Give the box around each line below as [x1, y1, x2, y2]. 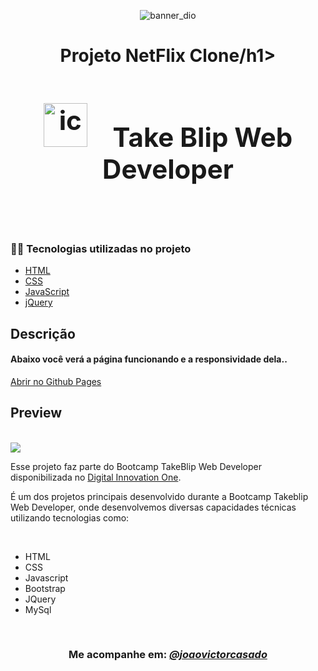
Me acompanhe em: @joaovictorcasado [68, 648, 268, 662]
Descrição [10, 325, 76, 342]
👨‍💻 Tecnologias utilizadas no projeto [10, 241, 192, 255]
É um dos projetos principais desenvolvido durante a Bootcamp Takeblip [10, 490, 309, 502]
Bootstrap [24, 582, 66, 594]
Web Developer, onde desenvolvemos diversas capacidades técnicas [10, 501, 297, 513]
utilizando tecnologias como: [10, 511, 130, 524]
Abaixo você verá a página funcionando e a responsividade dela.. [10, 353, 288, 365]
